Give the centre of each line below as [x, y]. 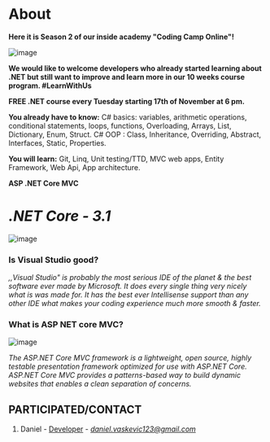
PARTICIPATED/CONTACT [75, 409]
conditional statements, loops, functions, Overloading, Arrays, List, [120, 125]
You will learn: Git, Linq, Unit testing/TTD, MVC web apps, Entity [116, 159]
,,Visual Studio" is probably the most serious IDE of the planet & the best [130, 278]
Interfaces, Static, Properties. [58, 142]
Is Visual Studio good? [54, 260]
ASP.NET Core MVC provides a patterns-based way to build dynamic [125, 375]
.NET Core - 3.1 [60, 216]
